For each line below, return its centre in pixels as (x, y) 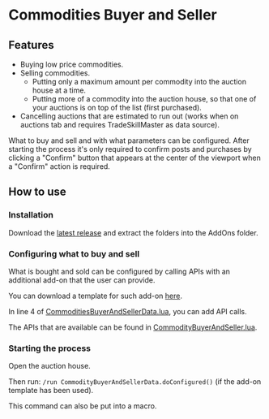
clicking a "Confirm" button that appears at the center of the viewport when (134, 158)
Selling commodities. (55, 73)
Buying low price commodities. (72, 64)
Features (31, 45)
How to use (37, 192)
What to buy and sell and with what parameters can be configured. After (129, 140)
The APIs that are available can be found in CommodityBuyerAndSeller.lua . (133, 327)
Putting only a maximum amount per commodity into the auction (139, 82)
